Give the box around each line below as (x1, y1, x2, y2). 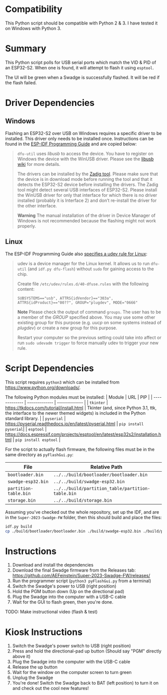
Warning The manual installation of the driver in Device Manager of (17, 212, 156, 218)
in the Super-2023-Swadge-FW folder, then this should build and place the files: (5, 514, 162, 520)
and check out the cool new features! (12, 686, 89, 692)
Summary (5, 43, 46, 54)
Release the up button (12, 664, 58, 670)
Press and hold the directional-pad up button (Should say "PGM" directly (12, 648, 162, 654)
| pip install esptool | (12, 436, 61, 443)
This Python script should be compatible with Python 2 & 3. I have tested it (5, 20, 158, 26)
